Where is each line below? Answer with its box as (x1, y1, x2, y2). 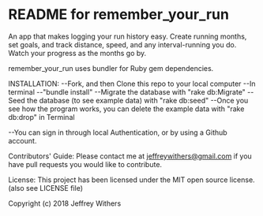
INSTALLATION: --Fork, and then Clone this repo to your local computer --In (8, 79, 256, 88)
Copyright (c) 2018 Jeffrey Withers (8, 199, 122, 208)
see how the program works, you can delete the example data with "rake (8, 104, 245, 114)
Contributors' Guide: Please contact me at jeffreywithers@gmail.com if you (8, 151, 253, 161)
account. (8, 136, 37, 145)
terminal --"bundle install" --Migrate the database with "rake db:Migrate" (8, 87, 246, 96)
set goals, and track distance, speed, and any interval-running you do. (8, 39, 237, 49)
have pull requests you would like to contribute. (8, 159, 163, 169)
